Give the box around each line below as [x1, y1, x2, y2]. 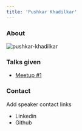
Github [15, 119, 32, 126]
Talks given [6, 58, 41, 66]
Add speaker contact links [6, 101, 72, 108]
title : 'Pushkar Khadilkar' [6, 8, 78, 15]
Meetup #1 [15, 72, 42, 79]
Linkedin [15, 112, 37, 119]
